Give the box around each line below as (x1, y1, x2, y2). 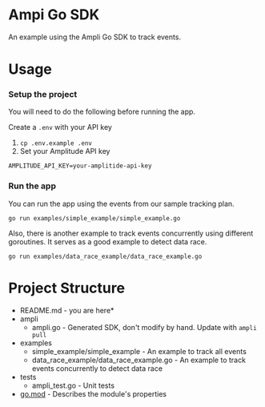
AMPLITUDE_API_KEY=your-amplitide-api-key (8, 162, 152, 170)
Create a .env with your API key (8, 123, 112, 132)
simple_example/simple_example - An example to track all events (31, 346, 247, 356)
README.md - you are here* (19, 305, 114, 315)
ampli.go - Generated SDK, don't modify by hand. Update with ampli (31, 322, 258, 332)
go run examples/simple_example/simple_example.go (8, 214, 181, 222)
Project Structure (8, 279, 126, 297)
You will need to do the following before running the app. (8, 107, 196, 117)
